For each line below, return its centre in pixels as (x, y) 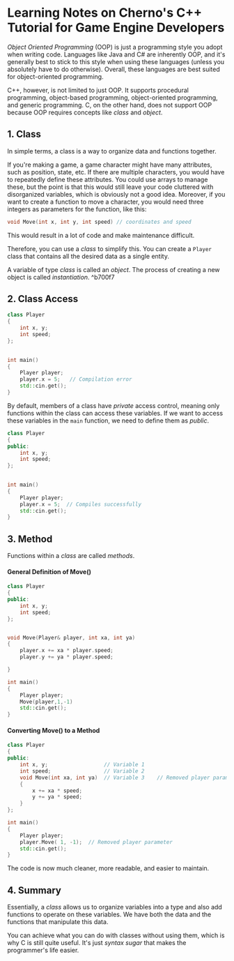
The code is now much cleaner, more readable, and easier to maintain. (108, 868)
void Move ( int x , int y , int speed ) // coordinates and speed (99, 222)
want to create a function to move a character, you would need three (106, 202)
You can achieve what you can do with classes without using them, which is (116, 935)
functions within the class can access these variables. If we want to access (115, 413)
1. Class (24, 134)
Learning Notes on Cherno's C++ (104, 13)
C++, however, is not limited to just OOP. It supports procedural (98, 90)
